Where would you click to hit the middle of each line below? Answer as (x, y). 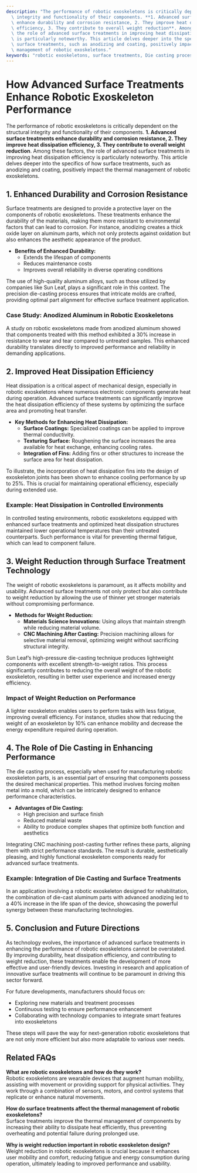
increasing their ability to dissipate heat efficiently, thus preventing (86, 1127)
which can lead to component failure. (51, 543)
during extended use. (32, 490)
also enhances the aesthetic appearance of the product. (74, 240)
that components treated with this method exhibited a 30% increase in (91, 334)
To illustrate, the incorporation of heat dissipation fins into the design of (92, 471)
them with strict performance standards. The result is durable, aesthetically (97, 850)
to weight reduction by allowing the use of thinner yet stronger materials (93, 597)
